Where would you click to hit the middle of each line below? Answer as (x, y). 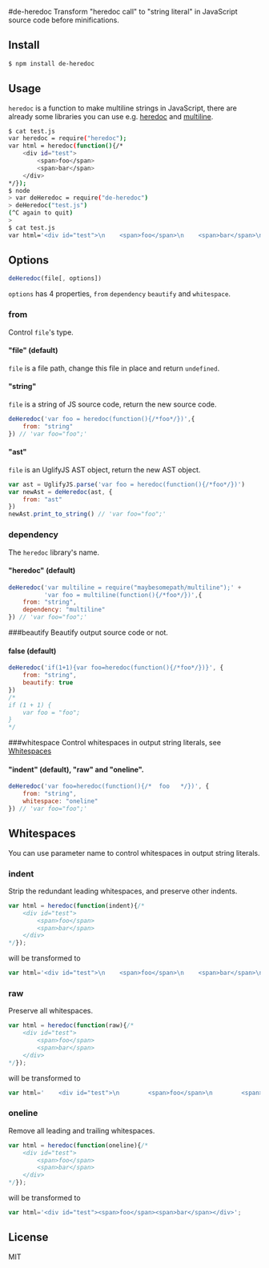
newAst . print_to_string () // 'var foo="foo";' (87, 514)
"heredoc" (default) (42, 571)
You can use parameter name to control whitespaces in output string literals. (134, 853)
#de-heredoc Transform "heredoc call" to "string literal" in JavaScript (123, 12)
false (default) (32, 651)
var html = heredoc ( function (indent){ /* (77, 905)
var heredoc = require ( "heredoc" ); (68, 138)
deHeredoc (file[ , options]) (55, 279)
